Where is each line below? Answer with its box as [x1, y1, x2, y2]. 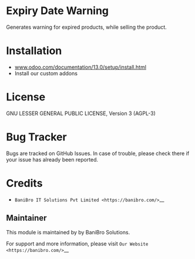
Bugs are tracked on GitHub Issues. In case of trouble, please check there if [6, 150, 190, 157]
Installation [6, 44, 62, 58]
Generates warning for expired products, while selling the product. [6, 23, 167, 31]
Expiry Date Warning [6, 4, 109, 18]
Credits [6, 176, 43, 190]
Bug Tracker [6, 130, 67, 143]
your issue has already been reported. [6, 156, 99, 163]
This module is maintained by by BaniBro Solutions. [6, 228, 130, 236]
